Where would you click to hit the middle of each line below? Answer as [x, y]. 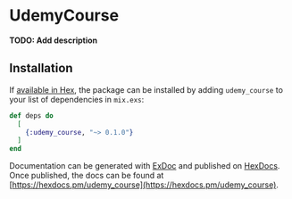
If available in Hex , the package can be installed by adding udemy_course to [146, 89]
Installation [41, 68]
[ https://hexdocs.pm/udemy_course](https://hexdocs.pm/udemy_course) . [144, 185]
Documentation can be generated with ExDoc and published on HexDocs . [145, 166]
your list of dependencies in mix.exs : [77, 99]
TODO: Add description [54, 40]
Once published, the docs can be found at [87, 176]
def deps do [31, 116]
